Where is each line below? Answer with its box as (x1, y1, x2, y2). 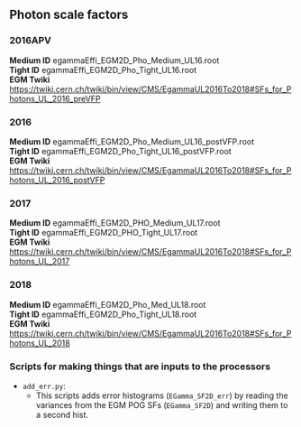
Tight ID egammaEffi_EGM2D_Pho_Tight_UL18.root (9, 309, 197, 320)
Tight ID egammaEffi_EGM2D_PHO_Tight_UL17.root (9, 227, 198, 238)
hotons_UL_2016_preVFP (9, 93, 101, 104)
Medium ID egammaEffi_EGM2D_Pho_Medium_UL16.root (9, 54, 220, 66)
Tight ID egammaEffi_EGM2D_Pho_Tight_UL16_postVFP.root (9, 145, 232, 156)
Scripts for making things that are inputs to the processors (9, 360, 271, 373)
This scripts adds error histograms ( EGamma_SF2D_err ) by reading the (35, 390, 288, 401)
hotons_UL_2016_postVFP (9, 174, 105, 185)
